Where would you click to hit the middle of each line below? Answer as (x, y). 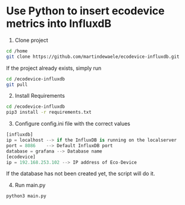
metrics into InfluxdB (59, 24)
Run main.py (30, 185)
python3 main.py (26, 196)
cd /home (17, 51)
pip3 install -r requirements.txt (49, 112)
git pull (17, 85)
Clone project (32, 40)
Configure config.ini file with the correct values (73, 124)
